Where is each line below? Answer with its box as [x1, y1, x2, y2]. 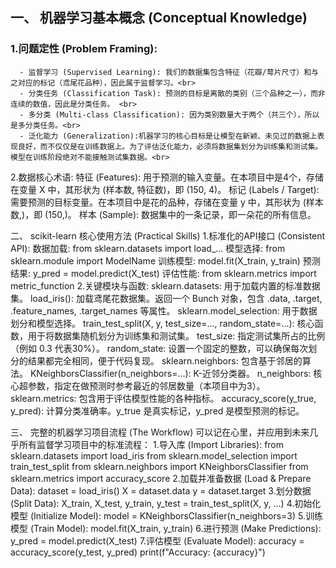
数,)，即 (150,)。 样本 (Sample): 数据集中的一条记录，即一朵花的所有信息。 [10, 208, 317, 220]
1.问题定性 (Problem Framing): [10, 42, 158, 56]
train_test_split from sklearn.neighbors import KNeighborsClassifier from [10, 460, 309, 472]
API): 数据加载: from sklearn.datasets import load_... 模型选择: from [10, 242, 286, 254]
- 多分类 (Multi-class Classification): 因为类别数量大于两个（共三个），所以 [19, 109, 320, 120]
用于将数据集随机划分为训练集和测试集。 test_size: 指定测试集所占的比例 [27, 329, 326, 342]
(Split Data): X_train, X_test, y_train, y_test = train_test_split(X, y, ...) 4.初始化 [10, 497, 322, 509]
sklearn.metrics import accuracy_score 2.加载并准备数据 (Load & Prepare [10, 472, 312, 484]
